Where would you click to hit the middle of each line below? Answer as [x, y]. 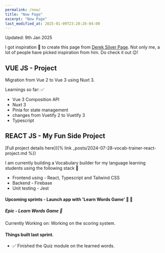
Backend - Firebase [32, 183]
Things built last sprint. [30, 235]
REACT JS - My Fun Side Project [55, 136]
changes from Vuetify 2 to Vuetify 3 [49, 115]
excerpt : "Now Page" [26, 19]
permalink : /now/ [23, 10]
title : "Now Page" [24, 14]
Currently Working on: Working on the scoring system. [60, 223]
